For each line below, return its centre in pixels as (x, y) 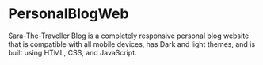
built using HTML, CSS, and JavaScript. (72, 52)
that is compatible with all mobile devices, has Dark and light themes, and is (132, 44)
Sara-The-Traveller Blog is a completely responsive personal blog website (129, 36)
